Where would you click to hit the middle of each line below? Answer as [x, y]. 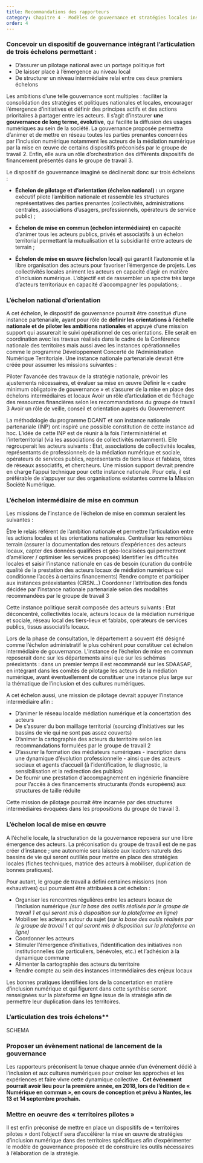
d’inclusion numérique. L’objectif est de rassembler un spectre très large [105, 278]
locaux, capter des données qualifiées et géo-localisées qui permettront [96, 551]
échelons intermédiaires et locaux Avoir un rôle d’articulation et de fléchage [100, 395]
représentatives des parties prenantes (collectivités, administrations [99, 203]
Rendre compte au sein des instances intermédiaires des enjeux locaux [104, 970]
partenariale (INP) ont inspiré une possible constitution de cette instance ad [100, 427]
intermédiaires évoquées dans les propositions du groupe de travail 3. [93, 809]
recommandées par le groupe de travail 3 [58, 596]
